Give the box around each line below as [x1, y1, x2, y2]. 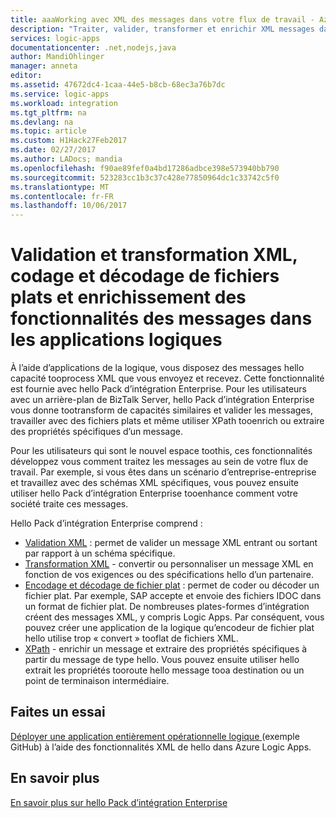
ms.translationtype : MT [10, 182, 110, 192]
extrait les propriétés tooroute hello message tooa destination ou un [24, 664, 305, 676]
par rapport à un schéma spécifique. [24, 547, 176, 560]
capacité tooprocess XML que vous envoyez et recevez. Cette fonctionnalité [10, 372, 325, 385]
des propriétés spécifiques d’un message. [10, 426, 183, 438]
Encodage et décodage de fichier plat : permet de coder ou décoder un [24, 579, 320, 591]
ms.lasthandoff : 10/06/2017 [10, 201, 128, 211]
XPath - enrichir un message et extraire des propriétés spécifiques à [24, 643, 308, 655]
